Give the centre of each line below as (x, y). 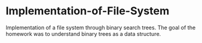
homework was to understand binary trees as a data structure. (83, 33)
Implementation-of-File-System (88, 11)
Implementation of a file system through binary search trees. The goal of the (101, 27)
